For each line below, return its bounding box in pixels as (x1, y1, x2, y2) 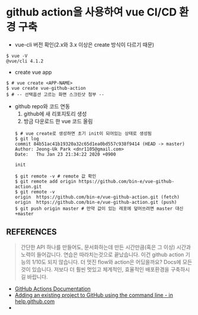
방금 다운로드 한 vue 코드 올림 (23, 117, 93, 125)
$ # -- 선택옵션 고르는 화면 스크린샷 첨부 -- (6, 92, 105, 97)
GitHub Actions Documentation (14, 285, 91, 292)
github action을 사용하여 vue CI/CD (6, 5, 177, 19)
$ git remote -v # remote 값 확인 (14, 173, 97, 179)
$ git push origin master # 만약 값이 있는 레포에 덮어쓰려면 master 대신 (14, 206, 184, 212)
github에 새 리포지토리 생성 (23, 110, 87, 117)
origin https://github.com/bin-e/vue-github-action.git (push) (14, 199, 177, 205)
